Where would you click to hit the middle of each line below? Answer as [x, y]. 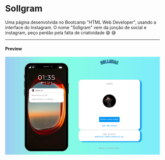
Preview [14, 48]
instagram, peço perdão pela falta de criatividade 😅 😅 [61, 32]
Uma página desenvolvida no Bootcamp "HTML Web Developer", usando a [81, 22]
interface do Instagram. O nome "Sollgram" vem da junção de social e [76, 27]
